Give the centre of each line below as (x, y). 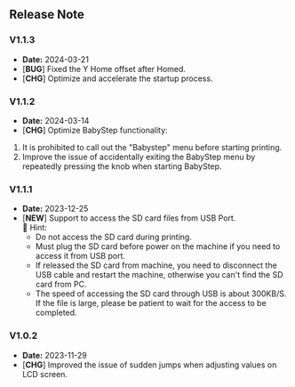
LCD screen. (45, 374)
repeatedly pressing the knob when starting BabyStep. (122, 166)
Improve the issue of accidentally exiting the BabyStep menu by (139, 157)
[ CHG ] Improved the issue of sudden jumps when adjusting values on (149, 365)
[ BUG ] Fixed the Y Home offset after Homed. (104, 69)
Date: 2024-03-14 (56, 120)
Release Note (47, 15)
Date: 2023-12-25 (55, 209)
